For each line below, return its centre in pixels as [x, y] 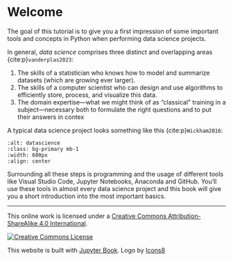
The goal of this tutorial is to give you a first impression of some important [113, 31]
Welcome [35, 12]
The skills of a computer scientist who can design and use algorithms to [120, 87]
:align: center [29, 161]
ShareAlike [23, 223]
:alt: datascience [34, 143]
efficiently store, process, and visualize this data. [87, 95]
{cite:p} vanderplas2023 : [41, 59]
